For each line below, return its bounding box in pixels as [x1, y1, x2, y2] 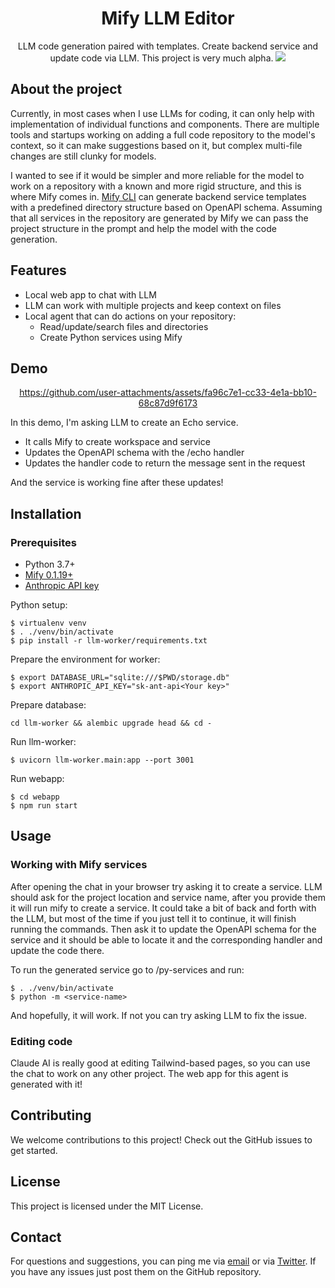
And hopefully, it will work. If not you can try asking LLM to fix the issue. [10, 1009, 308, 1021]
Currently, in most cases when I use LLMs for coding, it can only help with [10, 107, 315, 119]
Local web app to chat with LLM [24, 288, 157, 301]
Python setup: [10, 599, 68, 611]
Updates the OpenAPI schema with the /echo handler [24, 447, 245, 459]
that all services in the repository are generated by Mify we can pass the [10, 212, 309, 224]
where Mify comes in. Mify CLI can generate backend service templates [10, 190, 307, 202]
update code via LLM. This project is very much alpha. [49, 52, 274, 64]
